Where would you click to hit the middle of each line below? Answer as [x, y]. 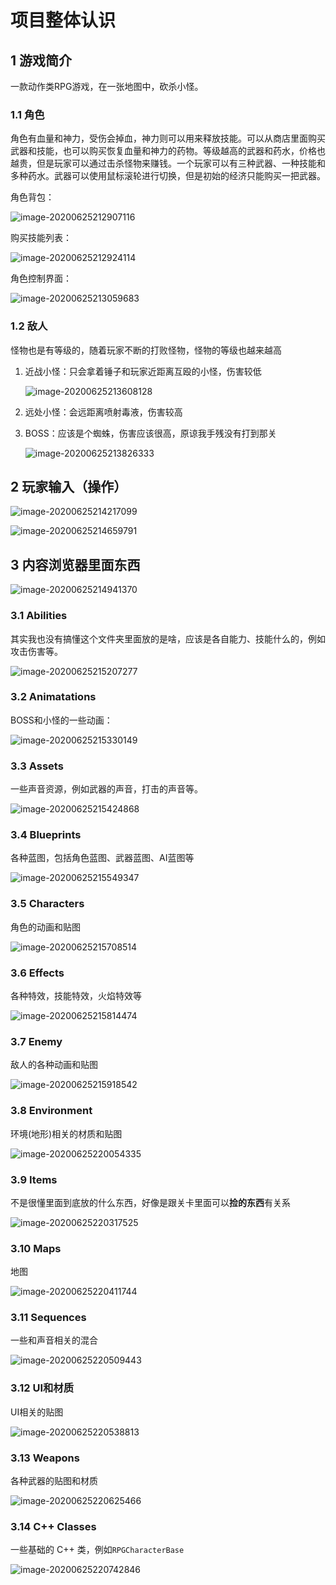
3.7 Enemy [36, 1041]
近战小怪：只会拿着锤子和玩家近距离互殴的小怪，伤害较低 [143, 371]
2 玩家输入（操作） [69, 486]
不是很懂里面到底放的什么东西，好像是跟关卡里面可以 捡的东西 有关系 [150, 1202]
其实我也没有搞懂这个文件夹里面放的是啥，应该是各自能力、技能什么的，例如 [168, 638]
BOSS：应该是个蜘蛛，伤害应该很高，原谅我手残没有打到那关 [150, 433]
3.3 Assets [37, 766]
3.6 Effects [37, 973]
